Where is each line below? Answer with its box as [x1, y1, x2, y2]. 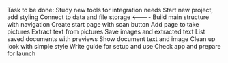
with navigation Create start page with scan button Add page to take [7, 21, 199, 28]
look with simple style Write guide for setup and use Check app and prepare [7, 42, 221, 50]
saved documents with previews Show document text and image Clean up [7, 35, 216, 43]
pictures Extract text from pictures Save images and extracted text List [7, 27, 205, 36]
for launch [7, 49, 36, 58]
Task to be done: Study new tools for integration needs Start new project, [7, 6, 214, 14]
